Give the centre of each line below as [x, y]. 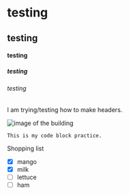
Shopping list [26, 148]
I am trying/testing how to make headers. [65, 110]
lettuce [27, 177]
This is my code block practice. [55, 135]
